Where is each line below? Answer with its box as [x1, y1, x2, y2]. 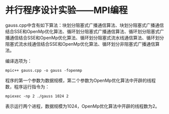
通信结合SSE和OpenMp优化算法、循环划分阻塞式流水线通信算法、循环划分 [9, 35, 164, 41]
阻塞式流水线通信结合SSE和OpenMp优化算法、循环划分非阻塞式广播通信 [5, 41, 155, 47]
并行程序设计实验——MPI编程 [5, 5, 128, 16]
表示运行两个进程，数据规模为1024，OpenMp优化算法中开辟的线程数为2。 [5, 103, 160, 109]
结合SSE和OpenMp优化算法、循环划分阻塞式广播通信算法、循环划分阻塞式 [5, 28, 160, 34]
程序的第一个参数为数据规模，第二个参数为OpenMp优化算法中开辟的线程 [5, 77, 156, 83]
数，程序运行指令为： [5, 83, 49, 89]
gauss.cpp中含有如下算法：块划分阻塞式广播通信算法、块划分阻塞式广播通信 [5, 22, 164, 28]
